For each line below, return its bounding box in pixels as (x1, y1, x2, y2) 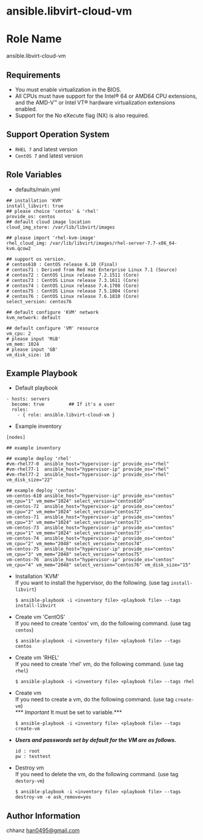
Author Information (6, 810, 81, 821)
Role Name (6, 32, 62, 46)
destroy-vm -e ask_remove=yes (15, 794, 92, 800)
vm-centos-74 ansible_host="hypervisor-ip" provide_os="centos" (6, 535, 175, 542)
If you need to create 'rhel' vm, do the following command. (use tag (15, 661, 184, 668)
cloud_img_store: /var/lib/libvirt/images (6, 224, 115, 230)
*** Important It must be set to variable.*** (15, 709, 122, 716)
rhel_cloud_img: (6, 240, 47, 246)
